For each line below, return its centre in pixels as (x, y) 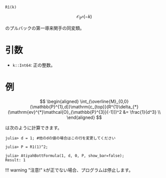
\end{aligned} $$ (84, 117)
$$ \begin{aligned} (59, 101)
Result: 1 (16, 160)
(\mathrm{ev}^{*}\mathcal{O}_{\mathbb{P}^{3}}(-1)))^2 (65, 112)
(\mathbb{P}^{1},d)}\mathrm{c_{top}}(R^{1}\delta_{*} (84, 107)
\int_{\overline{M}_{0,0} (104, 101)
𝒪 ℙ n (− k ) (84, 17)
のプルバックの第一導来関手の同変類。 (45, 28)
